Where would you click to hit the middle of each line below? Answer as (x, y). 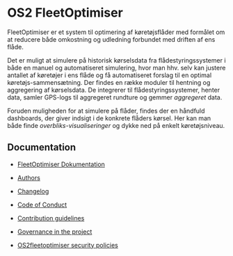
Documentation (42, 147)
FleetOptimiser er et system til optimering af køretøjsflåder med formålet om (116, 32)
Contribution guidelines (51, 218)
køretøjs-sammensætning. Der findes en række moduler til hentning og (109, 82)
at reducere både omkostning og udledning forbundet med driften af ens (111, 39)
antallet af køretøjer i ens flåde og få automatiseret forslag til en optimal (110, 75)
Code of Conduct (42, 205)
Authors (29, 177)
